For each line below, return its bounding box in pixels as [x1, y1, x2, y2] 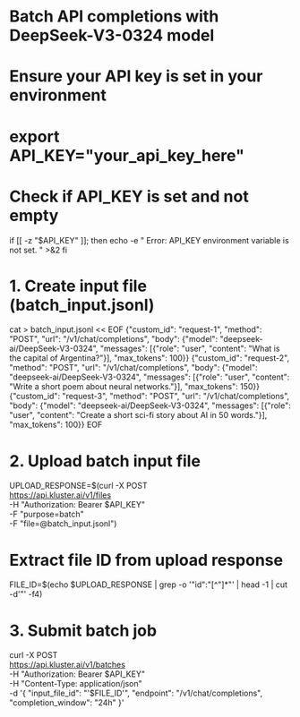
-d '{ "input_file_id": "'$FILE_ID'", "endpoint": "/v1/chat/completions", [9, 687, 262, 699]
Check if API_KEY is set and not [9, 186, 249, 207]
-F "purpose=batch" [9, 508, 85, 520]
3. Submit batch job [9, 620, 158, 641]
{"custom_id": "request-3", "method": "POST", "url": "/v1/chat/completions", [9, 391, 290, 402]
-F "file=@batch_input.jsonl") [9, 518, 117, 529]
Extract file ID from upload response [9, 550, 284, 570]
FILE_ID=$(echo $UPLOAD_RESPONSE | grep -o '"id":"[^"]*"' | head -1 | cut [9, 579, 288, 590]
